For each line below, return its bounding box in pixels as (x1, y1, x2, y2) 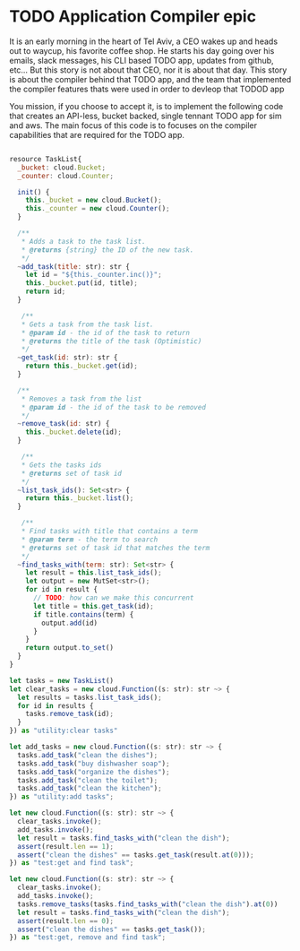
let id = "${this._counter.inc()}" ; (25, 271, 163, 280)
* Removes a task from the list (21, 394, 142, 403)
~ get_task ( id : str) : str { (17, 353, 118, 362)
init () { (17, 187, 50, 196)
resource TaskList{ (9, 154, 82, 163)
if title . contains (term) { (32, 610, 134, 619)
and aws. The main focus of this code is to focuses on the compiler (9, 119, 258, 131)
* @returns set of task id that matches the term (21, 543, 210, 552)
